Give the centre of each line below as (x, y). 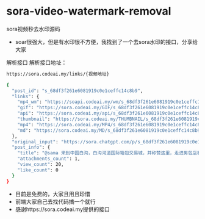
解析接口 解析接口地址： (37, 62)
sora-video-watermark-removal (89, 11)
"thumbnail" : (34, 119)
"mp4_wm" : (30, 102)
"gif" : (26, 108)
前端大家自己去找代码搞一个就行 (55, 201)
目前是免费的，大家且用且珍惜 (52, 194)
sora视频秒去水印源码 (33, 29)
